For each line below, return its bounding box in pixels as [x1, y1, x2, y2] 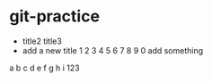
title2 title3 [22, 36, 63, 46]
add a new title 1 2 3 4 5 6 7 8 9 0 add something [22, 45, 204, 55]
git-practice [9, 6, 101, 27]
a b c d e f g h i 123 [9, 62, 80, 73]
